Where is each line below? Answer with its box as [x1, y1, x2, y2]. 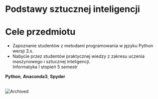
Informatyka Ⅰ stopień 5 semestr [12, 64, 78, 70]
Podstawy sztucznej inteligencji [5, 3, 141, 15]
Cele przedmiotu [5, 26, 76, 38]
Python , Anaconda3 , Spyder [5, 74, 66, 80]
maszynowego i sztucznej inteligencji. [12, 59, 91, 65]
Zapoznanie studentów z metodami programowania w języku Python [12, 43, 154, 49]
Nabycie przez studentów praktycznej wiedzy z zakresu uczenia [12, 53, 145, 59]
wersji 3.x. [12, 48, 34, 54]
